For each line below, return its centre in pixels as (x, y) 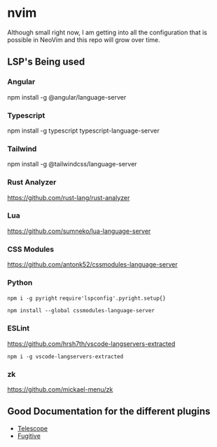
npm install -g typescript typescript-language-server (83, 131)
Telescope (32, 428)
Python (20, 283)
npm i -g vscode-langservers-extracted (65, 356)
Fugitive (29, 436)
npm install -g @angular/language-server (67, 97)
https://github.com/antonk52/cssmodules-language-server (92, 265)
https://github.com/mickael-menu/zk (60, 389)
